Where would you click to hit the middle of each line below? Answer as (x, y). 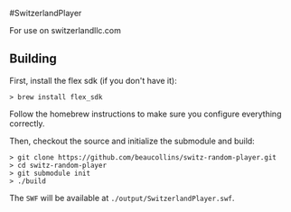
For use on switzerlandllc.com (66, 30)
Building (33, 59)
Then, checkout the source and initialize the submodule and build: (132, 141)
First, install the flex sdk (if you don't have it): (94, 80)
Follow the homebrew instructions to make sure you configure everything (145, 114)
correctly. (27, 123)
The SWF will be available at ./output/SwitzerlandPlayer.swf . (122, 198)
